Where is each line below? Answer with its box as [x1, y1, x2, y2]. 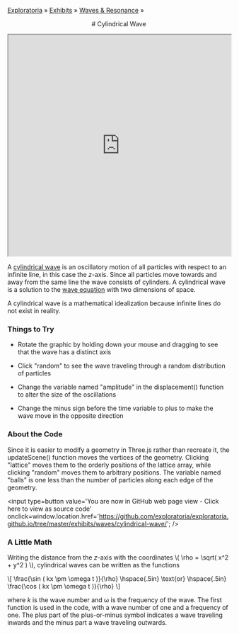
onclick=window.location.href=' [7, 511, 100, 520]
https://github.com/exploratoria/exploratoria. [98, 511, 229, 520]
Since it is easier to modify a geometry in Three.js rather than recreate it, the [7, 446, 230, 454]
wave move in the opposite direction [17, 412, 124, 420]
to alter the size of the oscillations [17, 390, 117, 399]
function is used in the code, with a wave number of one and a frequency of [7, 603, 228, 611]
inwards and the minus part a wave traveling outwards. [7, 618, 168, 626]
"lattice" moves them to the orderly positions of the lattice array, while [7, 460, 211, 469]
